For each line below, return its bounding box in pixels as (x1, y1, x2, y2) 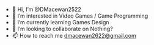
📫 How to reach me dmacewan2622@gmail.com (12, 32, 136, 39)
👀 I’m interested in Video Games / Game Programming (12, 12, 148, 19)
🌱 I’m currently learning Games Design (12, 19, 109, 26)
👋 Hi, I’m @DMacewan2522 (12, 6, 81, 13)
